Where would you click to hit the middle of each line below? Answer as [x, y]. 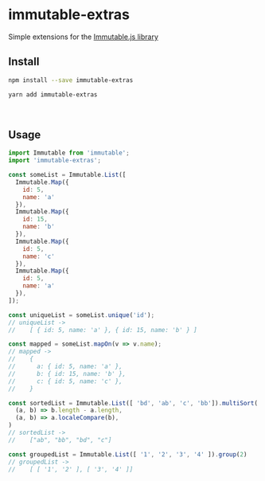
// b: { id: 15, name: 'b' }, [67, 373]
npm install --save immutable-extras [71, 80]
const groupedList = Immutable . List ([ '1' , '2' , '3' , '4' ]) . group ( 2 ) [128, 454]
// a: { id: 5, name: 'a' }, [66, 367]
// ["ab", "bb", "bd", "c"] [60, 440]
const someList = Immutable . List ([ [67, 175]
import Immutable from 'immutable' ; [69, 153]
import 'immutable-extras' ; [55, 161]
